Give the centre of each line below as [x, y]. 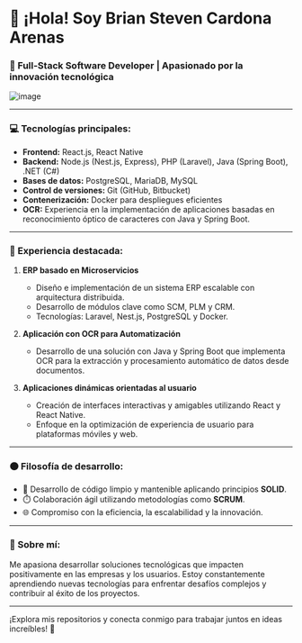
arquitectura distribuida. [80, 297]
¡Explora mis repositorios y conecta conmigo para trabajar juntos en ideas [146, 619]
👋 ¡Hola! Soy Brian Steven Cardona [141, 18]
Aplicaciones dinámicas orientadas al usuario [110, 388]
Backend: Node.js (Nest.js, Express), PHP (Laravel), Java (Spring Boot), [155, 161]
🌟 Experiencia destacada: [66, 250]
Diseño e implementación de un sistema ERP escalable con [145, 288]
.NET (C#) [41, 171]
